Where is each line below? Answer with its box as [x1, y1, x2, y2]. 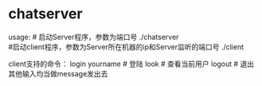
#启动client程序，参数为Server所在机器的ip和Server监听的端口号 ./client [8, 41, 244, 52]
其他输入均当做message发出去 [8, 68, 108, 78]
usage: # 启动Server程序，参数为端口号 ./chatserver [8, 32, 179, 41]
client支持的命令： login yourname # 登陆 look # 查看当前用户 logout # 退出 [8, 59, 255, 68]
